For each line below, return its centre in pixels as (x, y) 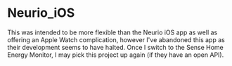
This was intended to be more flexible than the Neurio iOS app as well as (112, 32)
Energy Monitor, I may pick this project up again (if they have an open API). (116, 55)
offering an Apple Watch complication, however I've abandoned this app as (116, 39)
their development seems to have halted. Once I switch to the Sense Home (115, 47)
